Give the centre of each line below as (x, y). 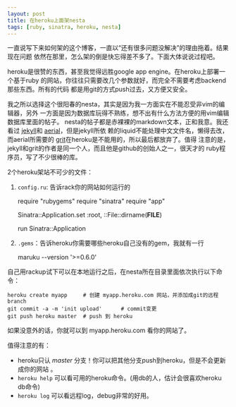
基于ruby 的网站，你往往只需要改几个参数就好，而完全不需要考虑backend (120, 80)
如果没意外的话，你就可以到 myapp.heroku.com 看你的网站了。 (99, 330)
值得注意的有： (29, 346)
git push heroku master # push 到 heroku (70, 317)
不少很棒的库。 (60, 157)
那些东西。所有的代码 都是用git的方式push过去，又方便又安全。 (99, 90)
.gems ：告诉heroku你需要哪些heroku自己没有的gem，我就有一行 (111, 243)
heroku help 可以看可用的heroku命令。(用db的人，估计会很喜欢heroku (119, 378)
